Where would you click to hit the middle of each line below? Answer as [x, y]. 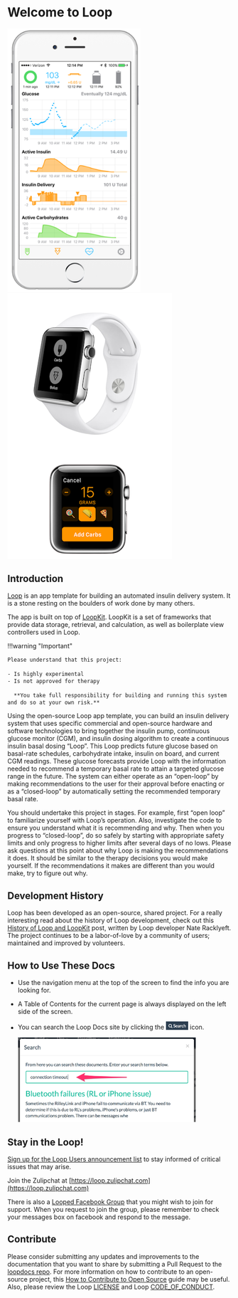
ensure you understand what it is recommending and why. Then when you [116, 828]
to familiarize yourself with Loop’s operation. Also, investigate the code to [115, 821]
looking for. [34, 991]
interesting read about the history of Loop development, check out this [111, 920]
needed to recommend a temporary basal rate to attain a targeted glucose [116, 769]
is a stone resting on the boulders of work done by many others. [101, 603]
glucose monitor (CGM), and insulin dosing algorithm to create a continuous [118, 739]
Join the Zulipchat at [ [39, 1181]
